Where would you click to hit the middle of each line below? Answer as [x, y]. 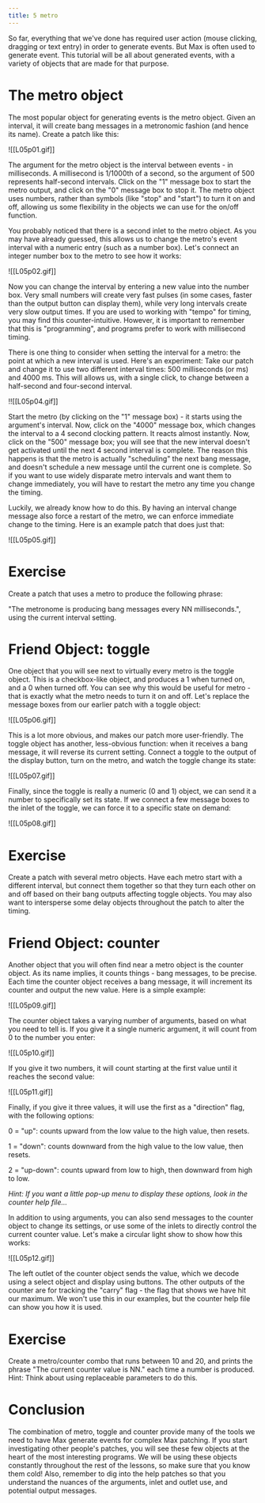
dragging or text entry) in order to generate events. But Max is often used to [132, 46]
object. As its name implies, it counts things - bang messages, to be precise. [132, 974]
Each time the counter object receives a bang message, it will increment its [131, 981]
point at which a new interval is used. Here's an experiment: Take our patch [131, 360]
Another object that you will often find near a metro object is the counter [126, 965]
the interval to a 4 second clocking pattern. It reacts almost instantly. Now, [129, 433]
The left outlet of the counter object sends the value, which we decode [124, 1273]
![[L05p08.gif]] [32, 823]
